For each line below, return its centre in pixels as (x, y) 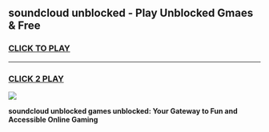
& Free (25, 26)
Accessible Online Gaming (53, 119)
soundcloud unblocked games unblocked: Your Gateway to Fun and (123, 110)
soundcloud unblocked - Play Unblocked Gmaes (131, 13)
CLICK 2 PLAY (36, 78)
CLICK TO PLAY (39, 49)
